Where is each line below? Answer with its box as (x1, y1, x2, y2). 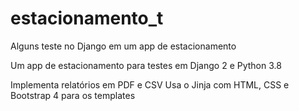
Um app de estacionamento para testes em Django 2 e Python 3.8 (10, 59, 282, 71)
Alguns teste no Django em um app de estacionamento (10, 40, 237, 52)
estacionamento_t (10, 7, 164, 30)
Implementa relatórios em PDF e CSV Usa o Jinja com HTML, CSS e (10, 78, 290, 91)
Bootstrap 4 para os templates (10, 89, 136, 101)
